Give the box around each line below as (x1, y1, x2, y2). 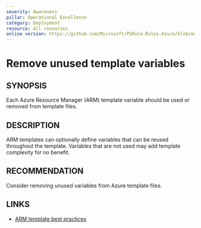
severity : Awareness (6, 8, 58, 15)
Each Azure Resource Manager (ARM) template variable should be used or (6, 96, 190, 104)
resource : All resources (6, 25, 68, 32)
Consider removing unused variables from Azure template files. (6, 182, 163, 189)
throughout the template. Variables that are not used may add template (6, 142, 181, 150)
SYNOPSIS (6, 80, 47, 90)
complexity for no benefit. (6, 148, 70, 156)
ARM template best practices (14, 215, 87, 222)
